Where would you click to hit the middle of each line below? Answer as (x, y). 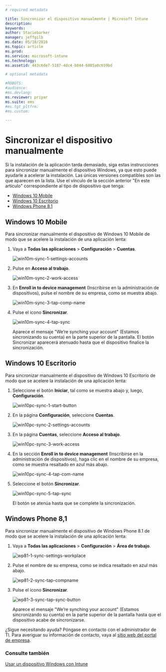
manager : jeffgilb (24, 37)
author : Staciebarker (28, 33)
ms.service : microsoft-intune (37, 56)
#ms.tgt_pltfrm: (22, 106)
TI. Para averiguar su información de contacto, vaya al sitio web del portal (81, 635)
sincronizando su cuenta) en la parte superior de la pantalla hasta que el (86, 615)
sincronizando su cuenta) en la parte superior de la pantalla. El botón (83, 337)
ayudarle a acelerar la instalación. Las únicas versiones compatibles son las (83, 175)
